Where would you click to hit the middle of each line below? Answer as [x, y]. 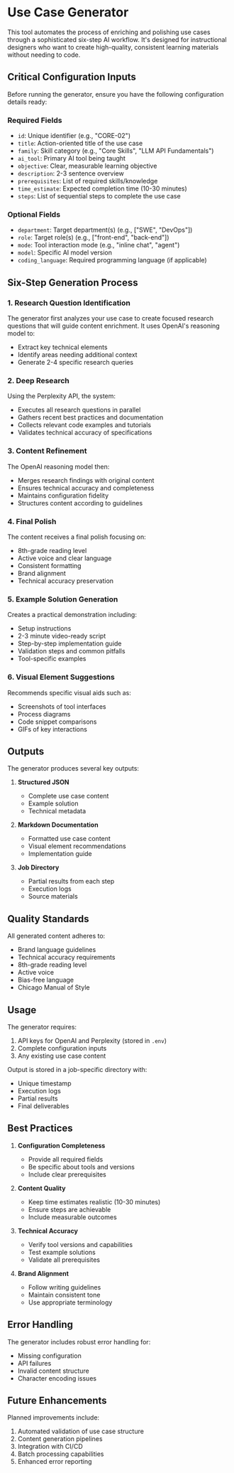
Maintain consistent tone [64, 1295]
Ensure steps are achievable [69, 1209]
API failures [34, 1363]
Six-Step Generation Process [73, 283]
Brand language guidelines [57, 950]
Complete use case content [68, 796]
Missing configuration [49, 1356]
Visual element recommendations [77, 846]
